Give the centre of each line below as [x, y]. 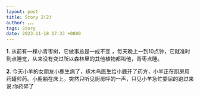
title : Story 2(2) [29, 17]
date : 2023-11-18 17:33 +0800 [44, 34]
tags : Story [21, 28]
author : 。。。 [21, 23]
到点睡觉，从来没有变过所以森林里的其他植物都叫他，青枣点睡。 [84, 59]
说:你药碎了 [20, 86]
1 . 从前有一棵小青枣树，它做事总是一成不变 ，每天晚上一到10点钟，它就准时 [98, 52]
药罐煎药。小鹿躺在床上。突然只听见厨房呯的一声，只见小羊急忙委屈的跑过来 [100, 79]
